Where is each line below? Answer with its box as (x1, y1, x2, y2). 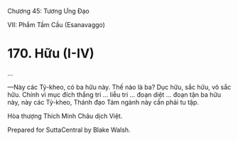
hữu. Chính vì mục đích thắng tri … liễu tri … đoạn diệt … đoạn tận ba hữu (7, 90, 222, 99)
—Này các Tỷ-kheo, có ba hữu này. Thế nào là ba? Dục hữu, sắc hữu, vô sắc (7, 83, 232, 91)
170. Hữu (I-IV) (7, 46, 94, 62)
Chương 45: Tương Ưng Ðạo (7, 7, 90, 15)
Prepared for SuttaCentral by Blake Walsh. (7, 125, 131, 134)
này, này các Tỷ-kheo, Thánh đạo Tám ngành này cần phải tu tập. (7, 98, 199, 106)
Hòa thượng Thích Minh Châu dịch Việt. (7, 111, 123, 120)
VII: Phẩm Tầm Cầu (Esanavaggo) (7, 21, 105, 28)
